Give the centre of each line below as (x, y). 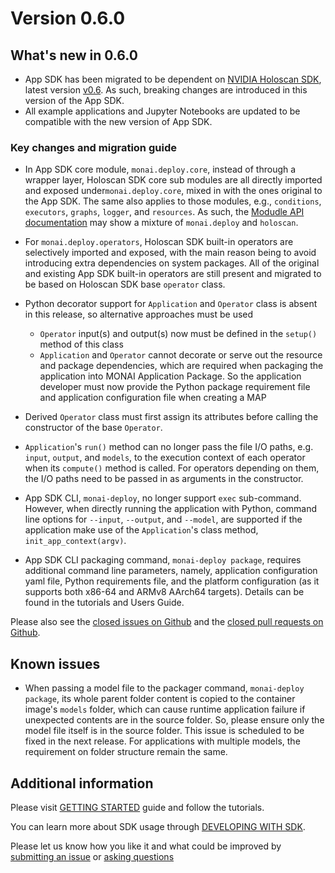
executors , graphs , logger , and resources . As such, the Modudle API (164, 212)
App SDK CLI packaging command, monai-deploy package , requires (163, 560)
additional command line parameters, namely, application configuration (171, 571)
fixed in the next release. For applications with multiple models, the (162, 741)
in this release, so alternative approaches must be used (139, 314)
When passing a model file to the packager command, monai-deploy (164, 688)
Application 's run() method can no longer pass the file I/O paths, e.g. (169, 447)
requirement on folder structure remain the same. (126, 752)
